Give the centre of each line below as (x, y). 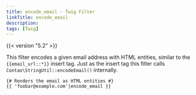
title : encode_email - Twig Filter (51, 12)
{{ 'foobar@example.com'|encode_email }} (59, 87)
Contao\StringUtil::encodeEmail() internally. (62, 70)
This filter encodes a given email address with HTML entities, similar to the (98, 57)
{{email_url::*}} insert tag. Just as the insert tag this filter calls (86, 64)
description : (22, 23)
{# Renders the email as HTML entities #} (60, 81)
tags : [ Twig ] (22, 29)
